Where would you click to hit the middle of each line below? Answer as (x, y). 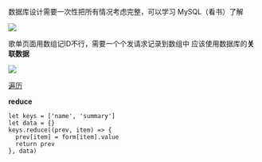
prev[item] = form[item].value (67, 137)
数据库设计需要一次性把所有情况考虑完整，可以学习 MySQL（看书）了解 (126, 12)
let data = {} (32, 123)
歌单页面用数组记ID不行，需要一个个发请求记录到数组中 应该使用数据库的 (128, 43)
